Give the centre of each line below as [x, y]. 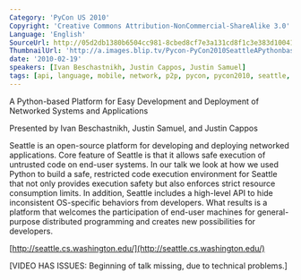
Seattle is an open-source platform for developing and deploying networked [149, 145]
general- [273, 212]
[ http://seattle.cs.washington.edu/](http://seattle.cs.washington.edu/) [138, 248]
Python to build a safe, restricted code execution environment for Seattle [143, 174]
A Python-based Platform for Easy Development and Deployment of [134, 101]
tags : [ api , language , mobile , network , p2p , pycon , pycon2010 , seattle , [150, 76]
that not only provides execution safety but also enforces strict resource [142, 183]
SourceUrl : [30, 42]
